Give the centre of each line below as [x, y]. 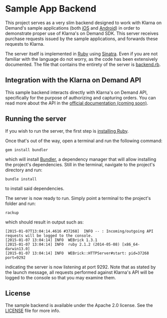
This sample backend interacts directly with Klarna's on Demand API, [76, 92]
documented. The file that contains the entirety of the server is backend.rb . [83, 64]
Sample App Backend [51, 9]
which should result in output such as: [44, 222]
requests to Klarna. [25, 44]
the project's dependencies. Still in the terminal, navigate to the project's [80, 164]
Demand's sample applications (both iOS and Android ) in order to [73, 28]
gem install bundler [27, 150]
